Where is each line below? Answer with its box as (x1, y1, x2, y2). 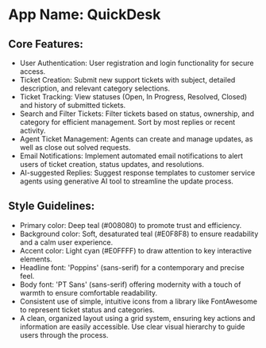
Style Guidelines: (8, 199, 95, 213)
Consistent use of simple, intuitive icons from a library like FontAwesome (19, 296, 258, 306)
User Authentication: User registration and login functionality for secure (19, 58, 254, 68)
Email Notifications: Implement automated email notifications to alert (19, 151, 244, 160)
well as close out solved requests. (19, 143, 131, 152)
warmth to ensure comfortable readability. (19, 288, 158, 297)
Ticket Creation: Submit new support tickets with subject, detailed (19, 75, 236, 84)
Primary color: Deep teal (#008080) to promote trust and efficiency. (19, 220, 242, 230)
